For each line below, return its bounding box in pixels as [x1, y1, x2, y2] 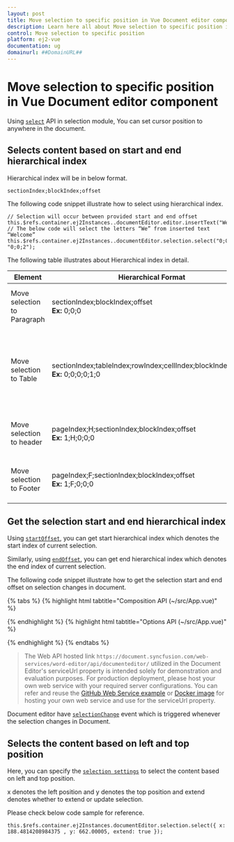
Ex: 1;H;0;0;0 [52, 432, 95, 442]
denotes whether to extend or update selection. [7, 795, 144, 804]
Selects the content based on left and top [7, 738, 189, 749]
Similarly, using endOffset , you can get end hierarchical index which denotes [7, 555, 227, 563]
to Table [10, 373, 38, 383]
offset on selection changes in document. [7, 583, 127, 592]
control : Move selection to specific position [7, 29, 145, 37]
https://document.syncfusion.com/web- [96, 653, 209, 660]
